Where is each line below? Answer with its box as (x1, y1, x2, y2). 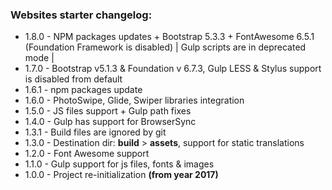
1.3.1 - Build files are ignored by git (24, 126, 167, 138)
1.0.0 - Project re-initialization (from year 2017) (24, 169, 219, 181)
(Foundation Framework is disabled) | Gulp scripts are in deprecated (24, 41, 307, 53)
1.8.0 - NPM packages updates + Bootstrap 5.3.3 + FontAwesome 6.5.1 (24, 31, 315, 43)
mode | (24, 52, 55, 64)
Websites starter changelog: (10, 8, 153, 22)
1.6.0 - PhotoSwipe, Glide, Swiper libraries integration (24, 94, 245, 107)
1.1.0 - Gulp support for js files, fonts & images (24, 158, 215, 170)
